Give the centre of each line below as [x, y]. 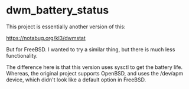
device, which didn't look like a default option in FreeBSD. [76, 80]
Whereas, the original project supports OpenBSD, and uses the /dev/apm [95, 73]
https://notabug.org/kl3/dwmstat [46, 38]
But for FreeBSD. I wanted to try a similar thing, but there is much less [91, 49]
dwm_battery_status [58, 10]
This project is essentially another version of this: [66, 27]
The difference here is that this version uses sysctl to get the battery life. [94, 67]
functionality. [22, 55]
